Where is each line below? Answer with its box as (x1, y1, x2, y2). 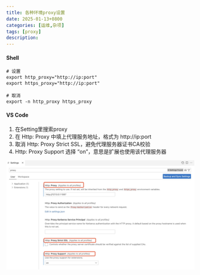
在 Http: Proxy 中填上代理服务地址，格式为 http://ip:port (14, 133, 152, 140)
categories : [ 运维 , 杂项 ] (6, 22, 64, 28)
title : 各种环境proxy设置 (6, 10, 66, 16)
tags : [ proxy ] (6, 29, 42, 35)
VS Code (6, 111, 29, 118)
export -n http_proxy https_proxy (6, 99, 93, 105)
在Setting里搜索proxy (14, 126, 67, 133)
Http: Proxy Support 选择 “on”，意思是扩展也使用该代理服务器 (14, 148, 167, 155)
